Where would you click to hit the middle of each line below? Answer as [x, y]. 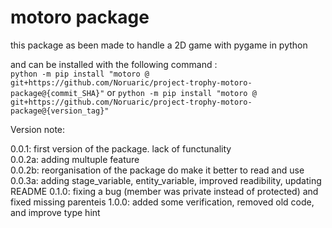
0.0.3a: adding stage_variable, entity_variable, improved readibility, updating [166, 180]
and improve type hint [55, 212]
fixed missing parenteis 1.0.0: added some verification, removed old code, [162, 202]
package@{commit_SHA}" [57, 93]
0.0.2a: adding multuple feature [75, 159]
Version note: [38, 129]
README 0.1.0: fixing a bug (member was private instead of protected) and [164, 191]
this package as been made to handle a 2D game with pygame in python [159, 45]
